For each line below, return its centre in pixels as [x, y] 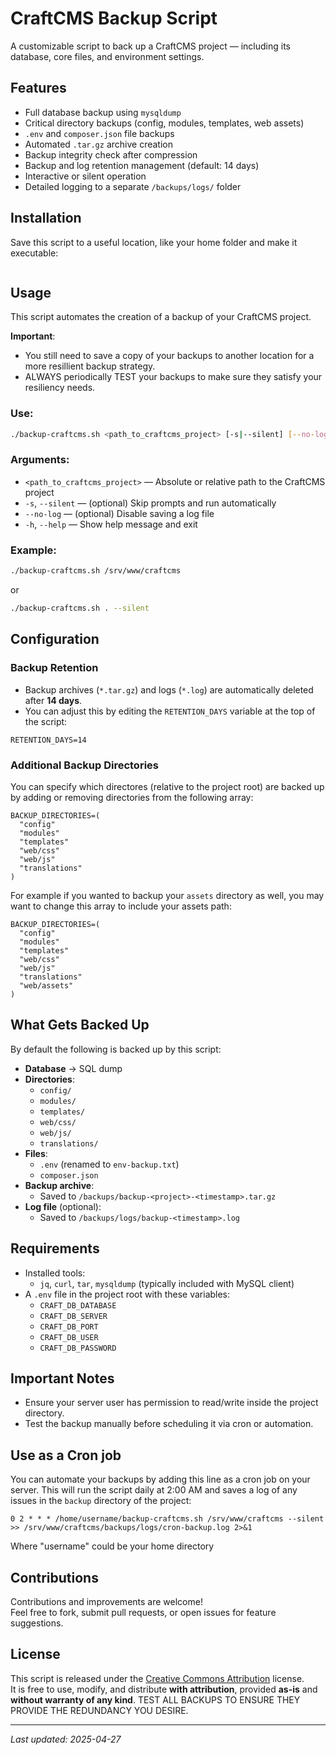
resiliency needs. [60, 388]
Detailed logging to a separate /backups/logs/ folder [133, 186]
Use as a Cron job [66, 1455]
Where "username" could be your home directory [112, 1546]
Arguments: [40, 460]
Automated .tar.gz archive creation [98, 144]
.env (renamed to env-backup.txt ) [109, 1164]
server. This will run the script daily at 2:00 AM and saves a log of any [154, 1490]
